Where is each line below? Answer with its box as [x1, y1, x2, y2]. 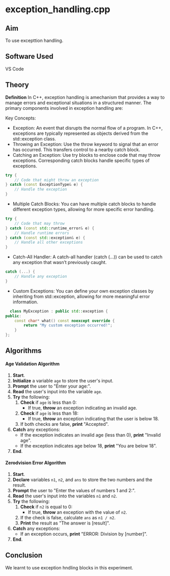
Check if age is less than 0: [20, 399, 77, 405]
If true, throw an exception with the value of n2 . [27, 509, 127, 515]
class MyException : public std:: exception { [10, 308, 108, 314]
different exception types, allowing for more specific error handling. [12, 206, 155, 212]
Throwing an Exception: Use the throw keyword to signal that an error [12, 141, 159, 147]
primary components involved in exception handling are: [5, 105, 123, 111]
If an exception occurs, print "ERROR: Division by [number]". [20, 531, 148, 537]
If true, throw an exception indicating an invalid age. [27, 404, 137, 411]
